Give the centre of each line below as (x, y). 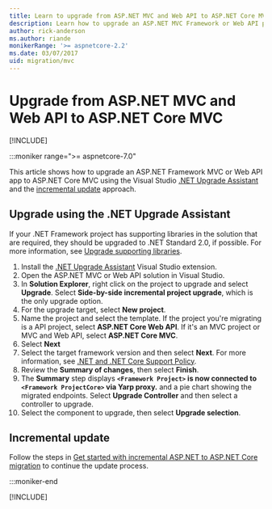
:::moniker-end (34, 482)
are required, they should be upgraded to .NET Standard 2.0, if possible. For (135, 242)
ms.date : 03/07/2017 (44, 53)
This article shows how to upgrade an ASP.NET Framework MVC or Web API (136, 171)
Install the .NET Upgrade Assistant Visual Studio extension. (119, 267)
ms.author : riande (40, 38)
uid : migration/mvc (42, 61)
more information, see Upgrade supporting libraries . (96, 250)
